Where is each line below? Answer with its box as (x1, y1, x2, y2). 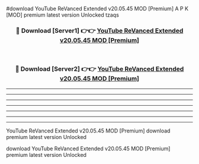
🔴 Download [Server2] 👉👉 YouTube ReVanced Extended (15, 65, 184, 73)
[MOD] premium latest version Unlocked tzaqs (6, 11, 120, 18)
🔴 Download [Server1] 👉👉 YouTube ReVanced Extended (15, 26, 184, 34)
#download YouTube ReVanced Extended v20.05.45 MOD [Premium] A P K (6, 5, 188, 12)
